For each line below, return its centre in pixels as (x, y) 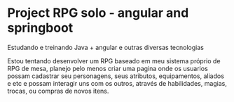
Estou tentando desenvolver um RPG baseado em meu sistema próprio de (114, 60)
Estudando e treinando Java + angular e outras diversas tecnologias (106, 47)
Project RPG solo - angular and (98, 13)
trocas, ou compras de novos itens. (58, 91)
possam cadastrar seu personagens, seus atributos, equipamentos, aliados (116, 76)
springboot (40, 28)
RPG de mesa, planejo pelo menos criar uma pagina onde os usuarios (108, 68)
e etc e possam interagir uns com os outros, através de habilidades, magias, (117, 83)
